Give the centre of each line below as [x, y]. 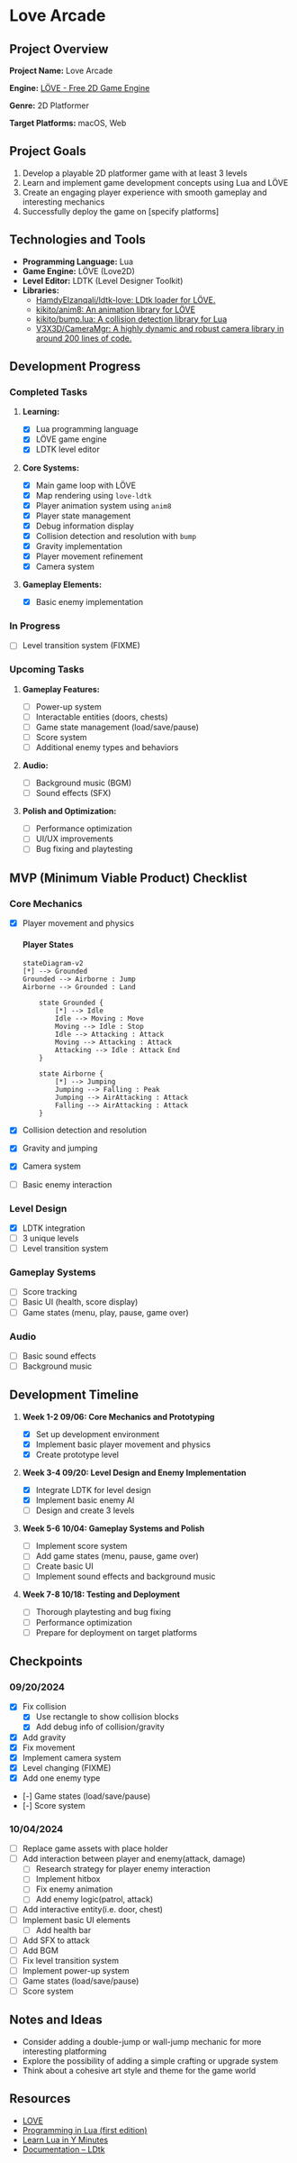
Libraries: [41, 290]
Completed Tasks [49, 391]
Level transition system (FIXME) [81, 646]
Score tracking [49, 1292]
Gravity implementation [79, 545]
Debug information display [85, 526]
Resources [40, 2099]
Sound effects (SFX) [73, 793]
